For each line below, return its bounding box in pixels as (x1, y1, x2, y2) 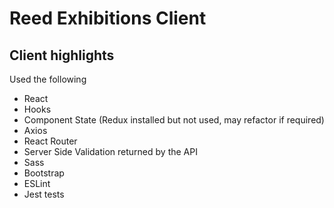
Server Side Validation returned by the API (23, 146, 198, 157)
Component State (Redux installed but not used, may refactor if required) (23, 114, 325, 126)
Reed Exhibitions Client (9, 7, 207, 30)
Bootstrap (23, 167, 65, 179)
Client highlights (9, 47, 115, 64)
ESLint (23, 178, 51, 189)
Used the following (9, 73, 87, 85)
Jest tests (23, 188, 65, 200)
